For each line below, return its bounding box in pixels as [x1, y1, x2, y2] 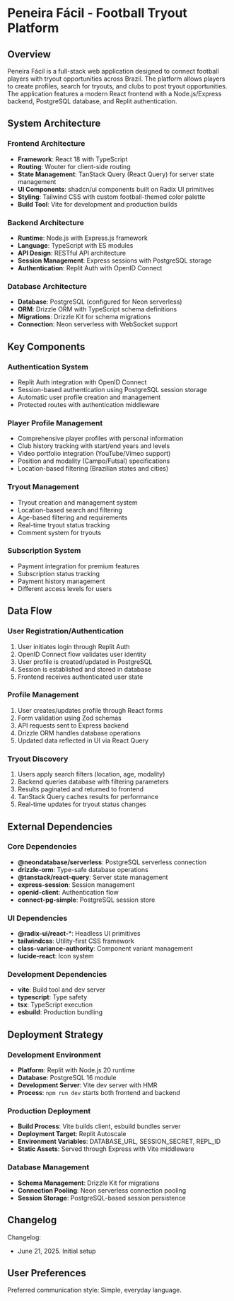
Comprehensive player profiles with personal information [17, 434, 184, 443]
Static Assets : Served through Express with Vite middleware [17, 1145, 194, 1153]
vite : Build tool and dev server [17, 985, 106, 994]
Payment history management [17, 577, 105, 585]
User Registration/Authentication [7, 626, 124, 636]
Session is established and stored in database [17, 665, 152, 673]
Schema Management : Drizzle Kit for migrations [17, 1179, 160, 1187]
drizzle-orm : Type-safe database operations [17, 865, 148, 873]
